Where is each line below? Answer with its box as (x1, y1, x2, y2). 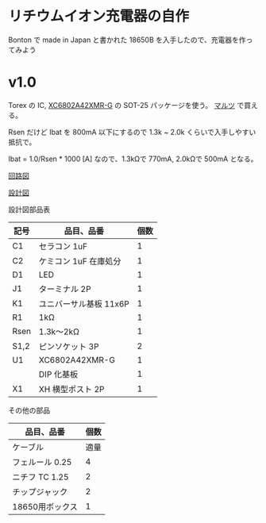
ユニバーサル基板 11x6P (38, 298, 129, 310)
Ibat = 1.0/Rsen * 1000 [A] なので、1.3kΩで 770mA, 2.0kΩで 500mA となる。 (8, 154, 258, 163)
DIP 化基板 (38, 368, 78, 379)
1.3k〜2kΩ (38, 326, 79, 337)
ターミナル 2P (38, 283, 91, 294)
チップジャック (12, 486, 68, 497)
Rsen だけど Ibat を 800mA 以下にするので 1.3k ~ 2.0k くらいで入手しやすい (8, 127, 256, 137)
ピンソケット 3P (38, 340, 99, 352)
